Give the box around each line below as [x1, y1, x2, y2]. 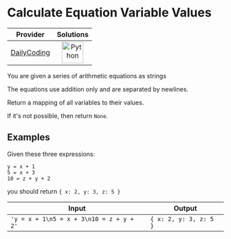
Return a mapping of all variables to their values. [7, 98, 144, 106]
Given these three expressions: [7, 150, 95, 158]
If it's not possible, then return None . [7, 111, 109, 119]
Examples [7, 132, 50, 144]
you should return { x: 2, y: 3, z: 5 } [7, 187, 121, 195]
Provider [16, 30, 45, 39]
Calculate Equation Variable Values [7, 5, 212, 21]
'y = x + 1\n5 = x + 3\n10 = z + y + [10, 215, 134, 223]
